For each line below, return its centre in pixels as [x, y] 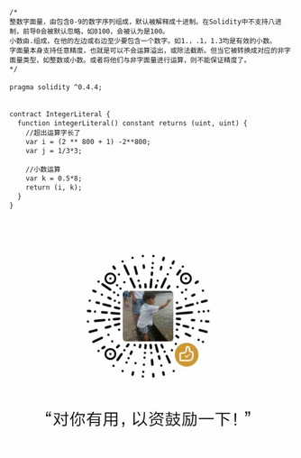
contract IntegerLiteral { [60, 114]
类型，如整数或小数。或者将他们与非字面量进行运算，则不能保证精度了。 [137, 60]
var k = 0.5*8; [54, 179]
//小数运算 [43, 169]
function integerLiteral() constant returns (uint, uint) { [132, 124]
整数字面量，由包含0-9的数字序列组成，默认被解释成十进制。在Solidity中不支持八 [142, 22]
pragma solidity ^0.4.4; [56, 87]
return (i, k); [54, 188]
